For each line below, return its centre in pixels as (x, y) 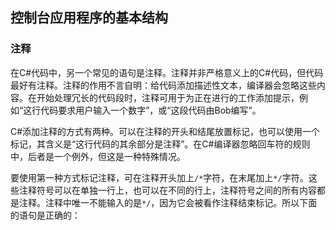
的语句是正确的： (45, 215)
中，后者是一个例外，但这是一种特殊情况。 (98, 156)
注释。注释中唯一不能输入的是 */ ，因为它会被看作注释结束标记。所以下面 (168, 202)
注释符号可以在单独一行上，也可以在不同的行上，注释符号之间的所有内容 (167, 190)
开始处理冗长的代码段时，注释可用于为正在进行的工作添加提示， (168, 97)
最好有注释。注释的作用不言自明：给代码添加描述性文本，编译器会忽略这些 (163, 85)
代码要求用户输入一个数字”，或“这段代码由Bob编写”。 (151, 110)
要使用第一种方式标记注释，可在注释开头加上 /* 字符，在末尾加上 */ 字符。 (159, 177)
